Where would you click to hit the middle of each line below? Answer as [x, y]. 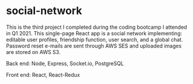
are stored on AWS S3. [33, 52]
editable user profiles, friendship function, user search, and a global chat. [94, 39]
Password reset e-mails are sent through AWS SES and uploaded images [94, 46]
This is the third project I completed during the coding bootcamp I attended [96, 27]
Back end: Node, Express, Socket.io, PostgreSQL [65, 63]
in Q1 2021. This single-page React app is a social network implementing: [94, 33]
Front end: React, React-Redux [43, 75]
